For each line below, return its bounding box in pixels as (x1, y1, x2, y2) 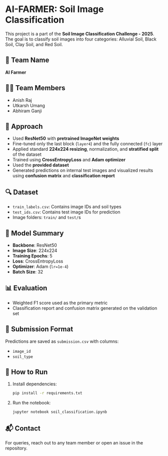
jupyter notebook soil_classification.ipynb (12, 409, 107, 414)
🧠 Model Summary (5, 229, 64, 238)
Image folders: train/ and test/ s (12, 214, 81, 220)
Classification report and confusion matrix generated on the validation (12, 305, 157, 311)
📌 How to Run (5, 368, 48, 376)
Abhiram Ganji (12, 108, 42, 114)
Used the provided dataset (12, 162, 69, 168)
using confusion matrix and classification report (12, 173, 115, 179)
